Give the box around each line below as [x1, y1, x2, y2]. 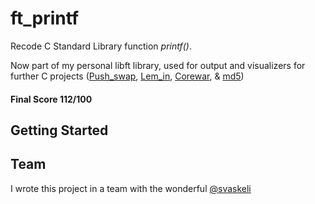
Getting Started [10, 122, 109, 139]
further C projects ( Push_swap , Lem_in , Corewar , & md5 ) [10, 70, 245, 82]
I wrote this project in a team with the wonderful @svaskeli [10, 182, 252, 194]
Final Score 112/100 [10, 93, 93, 105]
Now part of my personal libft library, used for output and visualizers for [10, 59, 306, 71]
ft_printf [10, 7, 80, 30]
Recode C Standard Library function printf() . [10, 40, 192, 52]
